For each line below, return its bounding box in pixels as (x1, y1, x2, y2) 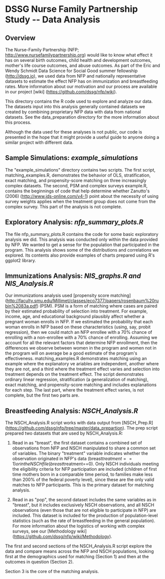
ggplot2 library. (5, 257, 36, 263)
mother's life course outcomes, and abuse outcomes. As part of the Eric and (5, 63, 160, 68)
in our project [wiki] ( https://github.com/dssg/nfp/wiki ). (5, 89, 117, 94)
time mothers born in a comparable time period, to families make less (12, 471, 153, 478)
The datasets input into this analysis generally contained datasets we (5, 104, 145, 109)
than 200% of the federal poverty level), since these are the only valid (12, 477, 154, 483)
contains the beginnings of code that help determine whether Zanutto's (5, 188, 150, 194)
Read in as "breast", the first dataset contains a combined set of (12, 440, 142, 446)
